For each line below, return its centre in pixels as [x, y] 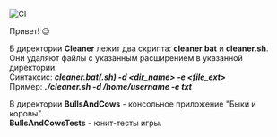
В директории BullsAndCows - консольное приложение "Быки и [133, 104]
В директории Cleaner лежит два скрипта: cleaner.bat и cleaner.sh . [139, 48]
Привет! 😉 [30, 31]
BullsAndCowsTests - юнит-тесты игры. [86, 123]
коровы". [26, 113]
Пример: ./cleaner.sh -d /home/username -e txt [101, 86]
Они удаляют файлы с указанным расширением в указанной [126, 58]
